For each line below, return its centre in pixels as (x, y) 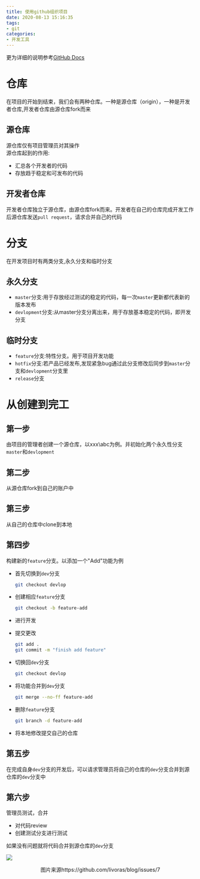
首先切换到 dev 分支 (37, 573)
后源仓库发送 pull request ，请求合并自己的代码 (64, 217)
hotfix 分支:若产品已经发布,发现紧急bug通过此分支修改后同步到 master (100, 364)
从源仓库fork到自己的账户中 (40, 488)
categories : (21, 34)
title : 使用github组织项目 (37, 12)
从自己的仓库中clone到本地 (39, 524)
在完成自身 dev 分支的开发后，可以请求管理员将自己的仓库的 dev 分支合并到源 (98, 769)
